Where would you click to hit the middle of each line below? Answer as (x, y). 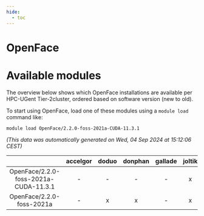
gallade (166, 161)
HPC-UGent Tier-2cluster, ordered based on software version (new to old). (100, 99)
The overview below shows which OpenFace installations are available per (99, 92)
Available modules (54, 75)
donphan (136, 161)
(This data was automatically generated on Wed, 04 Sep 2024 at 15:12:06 (99, 139)
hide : (13, 12)
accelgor (79, 161)
